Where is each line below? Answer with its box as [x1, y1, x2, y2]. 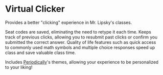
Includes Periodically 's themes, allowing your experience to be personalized [5, 59, 159, 65]
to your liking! [5, 64, 33, 70]
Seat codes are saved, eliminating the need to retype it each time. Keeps [5, 29, 152, 35]
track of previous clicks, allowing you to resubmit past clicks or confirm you [5, 34, 158, 40]
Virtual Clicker [5, 3, 65, 15]
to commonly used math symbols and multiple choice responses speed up [5, 44, 155, 50]
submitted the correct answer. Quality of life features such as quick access [5, 39, 156, 45]
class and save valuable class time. [5, 50, 76, 56]
